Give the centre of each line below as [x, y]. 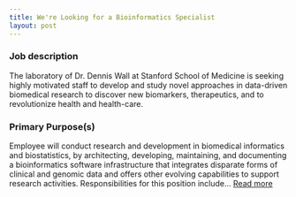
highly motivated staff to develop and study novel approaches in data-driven [148, 85]
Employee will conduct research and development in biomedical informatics [147, 146]
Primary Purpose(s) [52, 126]
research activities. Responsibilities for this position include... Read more [141, 184]
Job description [44, 57]
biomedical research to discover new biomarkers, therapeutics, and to [137, 95]
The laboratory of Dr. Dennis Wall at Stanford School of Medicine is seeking [147, 75]
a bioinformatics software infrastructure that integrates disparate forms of [144, 165]
